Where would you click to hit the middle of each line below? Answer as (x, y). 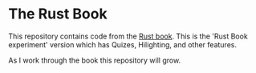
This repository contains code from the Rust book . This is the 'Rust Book (128, 36)
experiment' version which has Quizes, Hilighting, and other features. (122, 44)
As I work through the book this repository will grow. (95, 60)
